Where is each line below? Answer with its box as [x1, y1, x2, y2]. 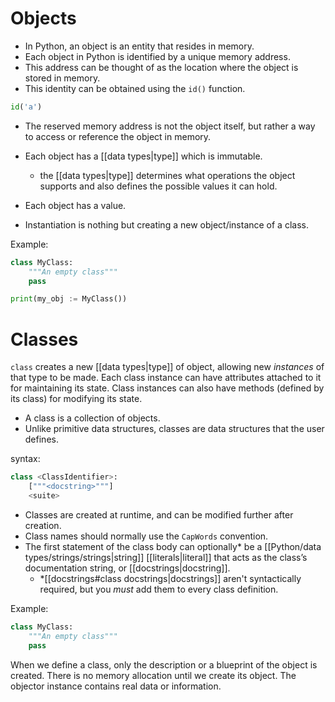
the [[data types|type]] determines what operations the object [39, 169, 296, 181]
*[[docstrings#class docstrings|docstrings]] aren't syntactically [39, 572, 302, 584]
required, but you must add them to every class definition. [39, 583, 279, 595]
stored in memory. [24, 72, 101, 84]
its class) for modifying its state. [10, 393, 143, 405]
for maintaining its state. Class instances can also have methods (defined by [10, 382, 325, 394]
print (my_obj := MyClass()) [10, 294, 128, 304]
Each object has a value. [24, 199, 127, 211]
